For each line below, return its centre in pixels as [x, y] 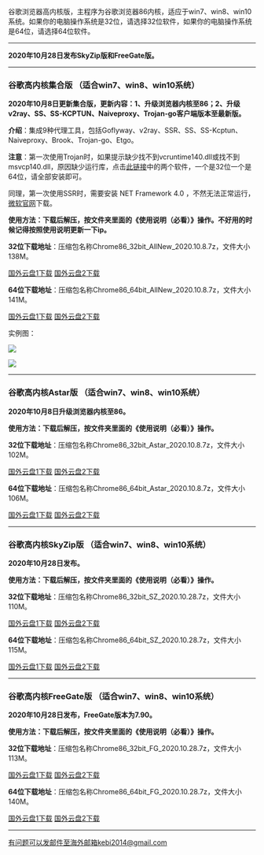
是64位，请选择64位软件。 [51, 31]
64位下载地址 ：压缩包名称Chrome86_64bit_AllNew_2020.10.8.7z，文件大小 [130, 290]
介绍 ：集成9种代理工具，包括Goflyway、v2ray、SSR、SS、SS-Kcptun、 [125, 130]
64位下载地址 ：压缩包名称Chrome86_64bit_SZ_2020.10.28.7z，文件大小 [125, 640]
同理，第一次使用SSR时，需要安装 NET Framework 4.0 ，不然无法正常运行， [132, 193]
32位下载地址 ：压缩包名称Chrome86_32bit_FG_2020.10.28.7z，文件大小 [125, 749]
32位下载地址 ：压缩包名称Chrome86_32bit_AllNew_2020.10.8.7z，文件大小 [129, 247]
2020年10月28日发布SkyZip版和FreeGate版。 [83, 55]
